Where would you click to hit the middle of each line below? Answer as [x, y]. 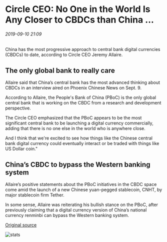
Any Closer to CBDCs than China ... [79, 20]
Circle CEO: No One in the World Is [78, 9]
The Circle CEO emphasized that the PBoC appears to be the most [73, 118]
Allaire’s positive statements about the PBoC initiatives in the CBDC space [81, 184]
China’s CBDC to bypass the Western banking [78, 164]
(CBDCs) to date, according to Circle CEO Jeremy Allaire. [64, 55]
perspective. [18, 108]
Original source [21, 225]
